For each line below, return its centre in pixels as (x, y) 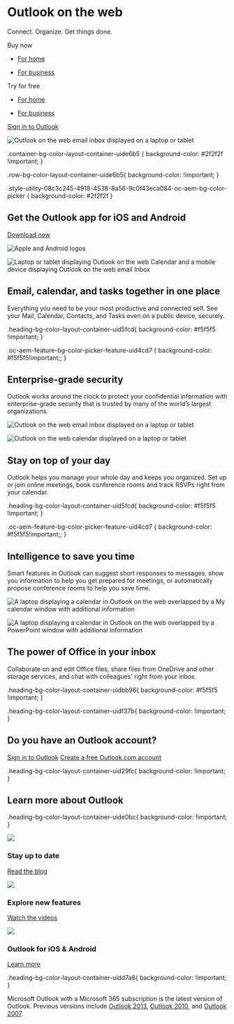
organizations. (28, 411)
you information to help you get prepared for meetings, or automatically (110, 581)
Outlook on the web (65, 12)
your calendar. (28, 492)
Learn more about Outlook (65, 800)
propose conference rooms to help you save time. (79, 588)
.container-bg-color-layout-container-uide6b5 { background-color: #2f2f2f (115, 153)
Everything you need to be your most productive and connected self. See (112, 308)
